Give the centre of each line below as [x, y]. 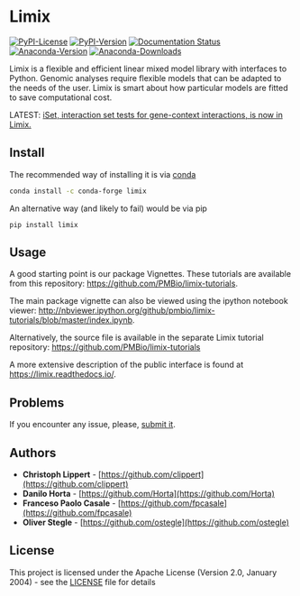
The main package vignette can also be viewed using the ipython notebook [149, 301]
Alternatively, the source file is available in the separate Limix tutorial [136, 338]
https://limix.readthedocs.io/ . [63, 374]
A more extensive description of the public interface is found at [127, 365]
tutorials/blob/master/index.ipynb [71, 320]
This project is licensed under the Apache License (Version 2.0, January [143, 572]
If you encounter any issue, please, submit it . [92, 425]
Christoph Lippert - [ [62, 474]
